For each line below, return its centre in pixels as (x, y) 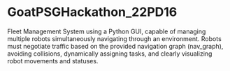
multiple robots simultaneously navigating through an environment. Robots (114, 38)
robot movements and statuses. (53, 61)
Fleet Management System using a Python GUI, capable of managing (107, 31)
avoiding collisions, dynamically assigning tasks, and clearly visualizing (110, 54)
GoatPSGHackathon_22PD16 (92, 12)
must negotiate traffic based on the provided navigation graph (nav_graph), (115, 46)
